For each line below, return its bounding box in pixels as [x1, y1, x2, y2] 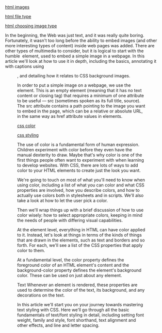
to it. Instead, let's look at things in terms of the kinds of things [17, 232, 142, 238]
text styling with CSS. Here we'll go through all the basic [17, 307, 130, 313]
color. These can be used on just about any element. [17, 273, 122, 278]
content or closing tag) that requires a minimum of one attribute [17, 92, 144, 98]
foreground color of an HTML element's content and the [17, 262, 130, 268]
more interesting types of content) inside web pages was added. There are [5, 43, 155, 48]
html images [5, 4, 30, 10]
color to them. [17, 248, 45, 253]
